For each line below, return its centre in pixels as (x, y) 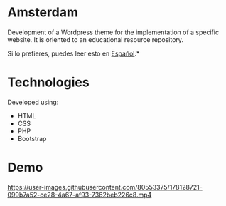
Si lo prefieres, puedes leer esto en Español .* (74, 53)
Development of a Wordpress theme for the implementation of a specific (113, 32)
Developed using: (33, 102)
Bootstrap (32, 138)
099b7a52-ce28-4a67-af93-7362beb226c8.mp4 (80, 195)
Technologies (49, 82)
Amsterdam (43, 12)
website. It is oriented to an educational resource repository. (95, 39)
